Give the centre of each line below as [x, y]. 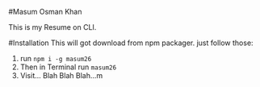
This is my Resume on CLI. [52, 27]
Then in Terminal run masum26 [68, 67]
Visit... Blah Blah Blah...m [61, 75]
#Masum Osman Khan [45, 12]
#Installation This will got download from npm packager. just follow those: [131, 43]
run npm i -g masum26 [56, 58]
